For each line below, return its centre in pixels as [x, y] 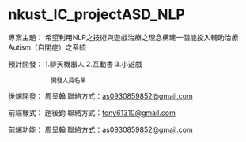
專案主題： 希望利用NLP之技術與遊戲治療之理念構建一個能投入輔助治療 [123, 37]
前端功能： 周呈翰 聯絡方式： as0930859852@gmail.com [100, 129]
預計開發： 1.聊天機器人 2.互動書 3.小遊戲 [75, 64]
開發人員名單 [68, 80]
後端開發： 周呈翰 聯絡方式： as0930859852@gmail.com [100, 95]
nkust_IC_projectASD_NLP [97, 15]
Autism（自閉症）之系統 [47, 47]
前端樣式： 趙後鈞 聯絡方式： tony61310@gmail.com [92, 113]
